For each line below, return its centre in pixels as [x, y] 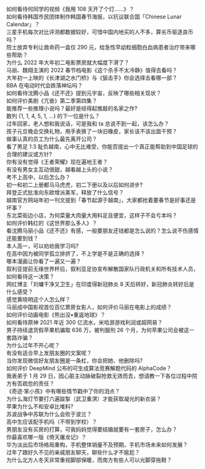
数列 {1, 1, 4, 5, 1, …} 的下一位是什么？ [53, 116]
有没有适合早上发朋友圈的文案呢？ [49, 353]
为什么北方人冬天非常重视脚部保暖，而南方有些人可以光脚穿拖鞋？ [89, 460]
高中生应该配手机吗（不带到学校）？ [52, 422]
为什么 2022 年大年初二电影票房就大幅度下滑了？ [68, 62]
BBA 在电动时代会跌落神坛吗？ [45, 85]
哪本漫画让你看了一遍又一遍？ [44, 261]
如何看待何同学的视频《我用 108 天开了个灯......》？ [70, 9]
